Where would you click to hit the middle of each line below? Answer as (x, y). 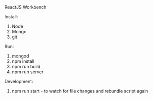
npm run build (26, 67)
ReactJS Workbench (25, 7)
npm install (23, 61)
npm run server (27, 72)
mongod (20, 56)
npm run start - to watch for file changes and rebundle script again (80, 91)
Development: (19, 81)
